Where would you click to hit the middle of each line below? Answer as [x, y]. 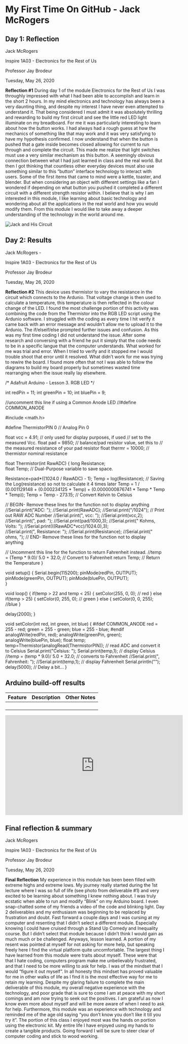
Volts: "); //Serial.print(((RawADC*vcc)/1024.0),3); [57, 526]
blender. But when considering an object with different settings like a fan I [82, 182]
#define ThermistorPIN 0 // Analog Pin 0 [47, 427]
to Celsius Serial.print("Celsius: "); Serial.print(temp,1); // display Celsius [80, 650]
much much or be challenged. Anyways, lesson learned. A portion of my [81, 939]
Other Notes [80, 697]
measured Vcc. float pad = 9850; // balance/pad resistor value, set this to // [84, 442]
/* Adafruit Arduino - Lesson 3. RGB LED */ [50, 382]
